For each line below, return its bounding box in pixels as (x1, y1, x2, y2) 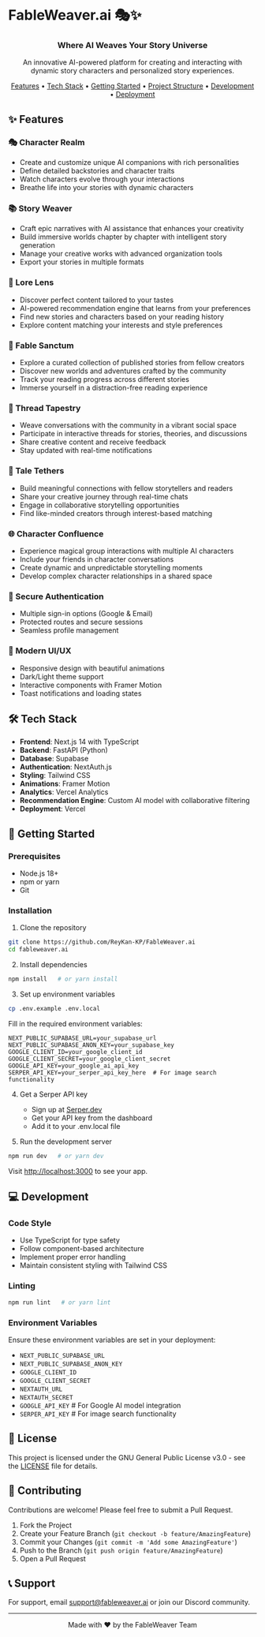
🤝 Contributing (8, 1484, 82, 1497)
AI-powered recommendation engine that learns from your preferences (19, 303, 251, 312)
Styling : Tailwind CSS (19, 771, 91, 780)
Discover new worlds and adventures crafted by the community (19, 366, 226, 376)
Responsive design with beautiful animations (19, 663, 166, 673)
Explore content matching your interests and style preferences (19, 320, 223, 330)
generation (19, 241, 55, 250)
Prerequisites (8, 850, 61, 861)
